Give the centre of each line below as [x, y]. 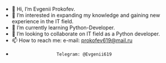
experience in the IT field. [43, 21]
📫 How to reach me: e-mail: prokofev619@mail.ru [72, 40]
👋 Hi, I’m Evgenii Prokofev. [43, 9]
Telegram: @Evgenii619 [84, 54]
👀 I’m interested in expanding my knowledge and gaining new [86, 15]
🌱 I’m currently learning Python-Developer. [63, 27]
